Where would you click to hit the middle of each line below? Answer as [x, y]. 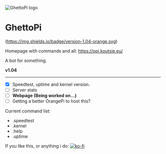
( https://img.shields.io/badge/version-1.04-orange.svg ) [61, 41]
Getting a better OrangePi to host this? [51, 101]
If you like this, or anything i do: [37, 146]
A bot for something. [26, 60]
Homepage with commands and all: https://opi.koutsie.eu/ [64, 51]
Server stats [25, 90]
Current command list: [28, 111]
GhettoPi [23, 28]
